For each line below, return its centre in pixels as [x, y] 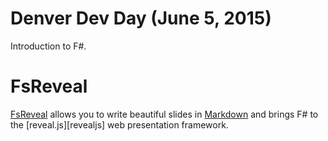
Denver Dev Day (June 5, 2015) [141, 18]
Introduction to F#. [48, 46]
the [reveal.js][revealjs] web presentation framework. [119, 124]
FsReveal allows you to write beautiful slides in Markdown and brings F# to [164, 114]
